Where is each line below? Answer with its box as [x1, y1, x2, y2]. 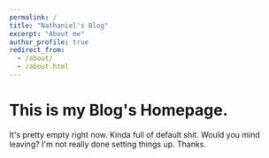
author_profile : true [9, 37, 89, 47]
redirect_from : [9, 46, 65, 55]
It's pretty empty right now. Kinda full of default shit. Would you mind [9, 129, 260, 139]
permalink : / [9, 12, 58, 22]
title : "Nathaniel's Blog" [9, 21, 109, 30]
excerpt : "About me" [9, 29, 86, 38]
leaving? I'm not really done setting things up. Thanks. [9, 139, 206, 149]
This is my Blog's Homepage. [9, 101, 228, 120]
